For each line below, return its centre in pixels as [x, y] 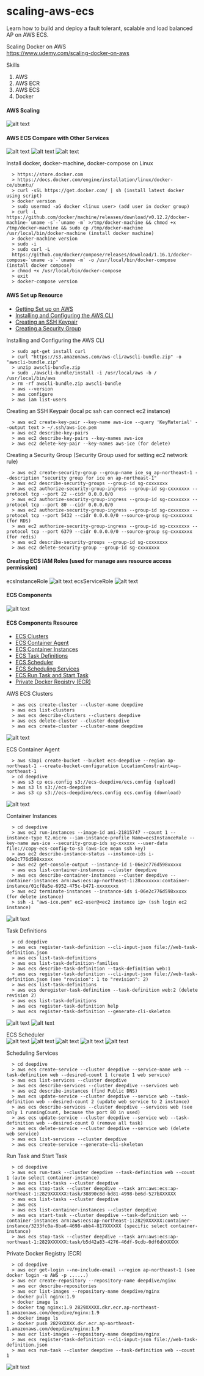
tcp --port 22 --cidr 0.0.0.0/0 [72, 494]
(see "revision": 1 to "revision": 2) [99, 980]
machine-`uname [26, 223]
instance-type [24, 838]
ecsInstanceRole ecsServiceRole [60, 581]
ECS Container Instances [46, 649]
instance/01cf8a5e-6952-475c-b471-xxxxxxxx [63, 886]
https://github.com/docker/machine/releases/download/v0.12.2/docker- [98, 218]
